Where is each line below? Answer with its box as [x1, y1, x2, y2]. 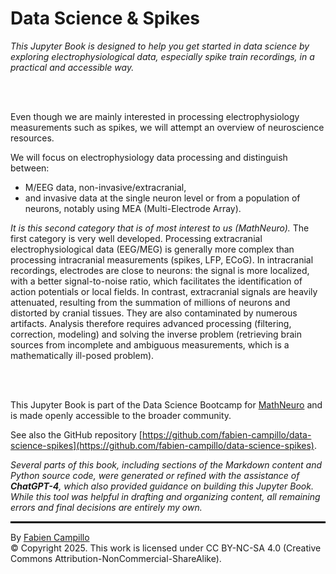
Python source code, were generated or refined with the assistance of [10, 469, 300, 481]
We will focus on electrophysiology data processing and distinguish [10, 151, 288, 163]
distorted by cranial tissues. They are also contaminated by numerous [10, 307, 298, 319]
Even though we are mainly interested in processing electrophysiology [10, 110, 300, 122]
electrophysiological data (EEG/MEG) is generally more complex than [10, 243, 295, 255]
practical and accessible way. [10, 61, 135, 73]
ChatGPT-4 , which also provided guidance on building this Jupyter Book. [10, 480, 314, 492]
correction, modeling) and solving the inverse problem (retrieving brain [10, 328, 302, 340]
